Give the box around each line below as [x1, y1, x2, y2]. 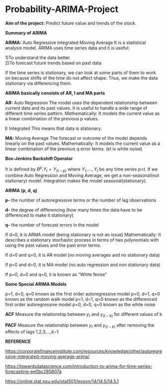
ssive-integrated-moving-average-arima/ [5, 353, 90, 359]
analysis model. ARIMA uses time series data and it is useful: [5, 45, 130, 51]
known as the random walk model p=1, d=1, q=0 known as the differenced [5, 296, 157, 302]
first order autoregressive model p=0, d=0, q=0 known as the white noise [5, 302, 156, 308]
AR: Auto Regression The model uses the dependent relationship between [5, 99, 158, 106]
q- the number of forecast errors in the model [5, 222, 99, 228]
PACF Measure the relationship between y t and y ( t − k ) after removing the [5, 322, 155, 329]
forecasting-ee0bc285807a [5, 368, 62, 374]
